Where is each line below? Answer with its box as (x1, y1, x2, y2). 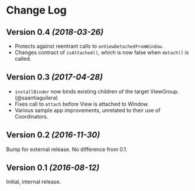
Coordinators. (14, 113, 48, 120)
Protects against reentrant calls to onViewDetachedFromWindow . (14, 42, 164, 50)
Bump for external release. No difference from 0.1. (6, 146, 128, 153)
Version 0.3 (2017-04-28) (6, 72, 103, 83)
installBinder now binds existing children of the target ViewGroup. (14, 88, 179, 95)
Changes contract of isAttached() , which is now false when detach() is (14, 49, 189, 56)
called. (14, 55, 31, 62)
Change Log (6, 4, 67, 17)
